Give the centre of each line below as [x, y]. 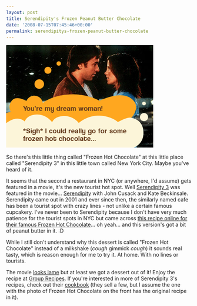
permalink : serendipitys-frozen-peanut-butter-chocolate [77, 31]
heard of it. [19, 170]
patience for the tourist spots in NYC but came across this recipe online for [97, 218]
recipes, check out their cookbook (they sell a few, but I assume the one [93, 285]
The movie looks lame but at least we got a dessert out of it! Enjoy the [91, 273]
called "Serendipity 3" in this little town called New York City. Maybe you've [98, 163]
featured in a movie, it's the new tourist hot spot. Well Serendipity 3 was [93, 187]
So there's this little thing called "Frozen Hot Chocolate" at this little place [95, 157]
